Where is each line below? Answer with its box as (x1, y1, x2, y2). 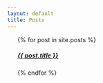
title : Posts (7, 17, 45, 24)
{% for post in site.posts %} (17, 35, 97, 44)
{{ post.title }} (17, 51, 59, 59)
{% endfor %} (17, 68, 57, 77)
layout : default (7, 10, 54, 17)
